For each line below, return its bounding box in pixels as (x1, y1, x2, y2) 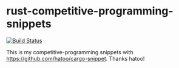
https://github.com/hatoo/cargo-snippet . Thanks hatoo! (6, 55, 145, 62)
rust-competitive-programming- (6, 4, 174, 18)
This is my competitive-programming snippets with (6, 48, 133, 55)
